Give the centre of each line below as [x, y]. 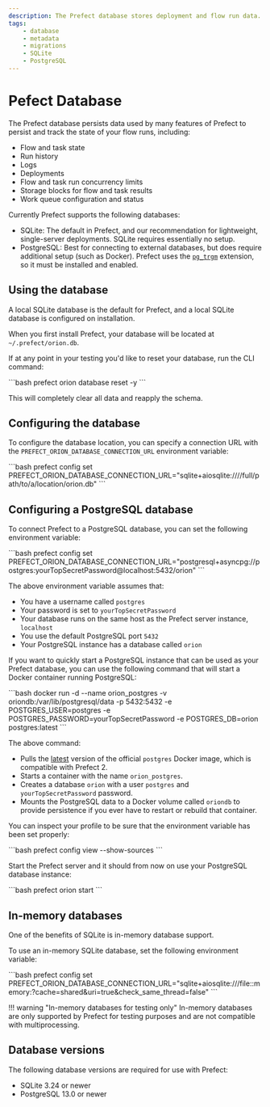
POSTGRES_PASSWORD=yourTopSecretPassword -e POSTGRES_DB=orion [133, 719]
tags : [17, 23]
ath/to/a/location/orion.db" [53, 484]
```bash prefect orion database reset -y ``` [77, 382]
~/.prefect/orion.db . [44, 342]
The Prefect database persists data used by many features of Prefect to [127, 123]
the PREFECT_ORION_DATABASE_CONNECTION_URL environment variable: [118, 451]
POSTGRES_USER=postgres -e [60, 710]
